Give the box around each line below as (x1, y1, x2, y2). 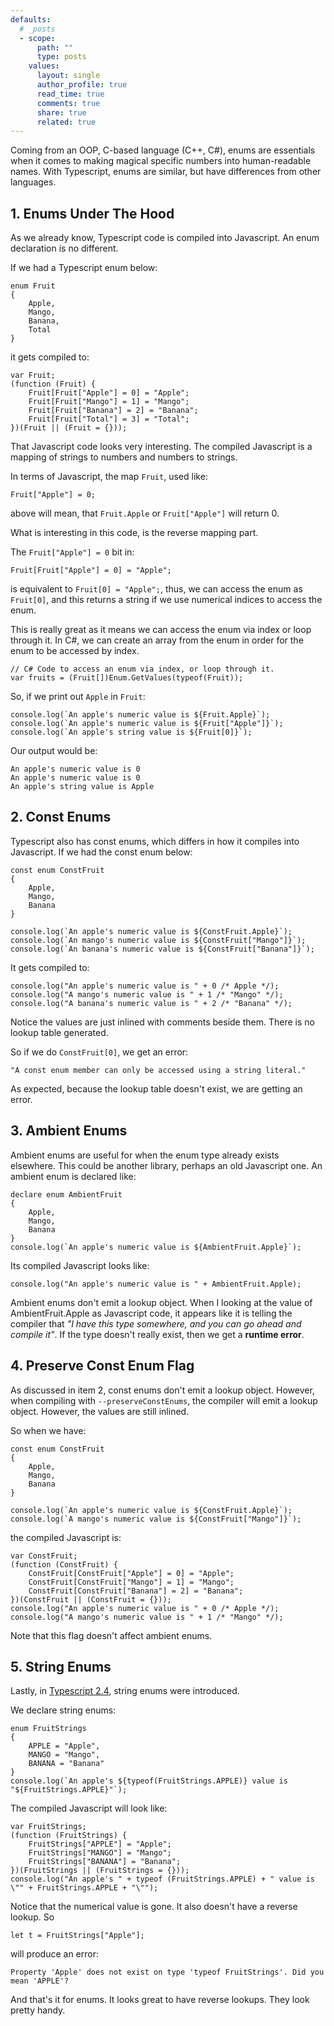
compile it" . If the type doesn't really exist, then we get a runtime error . (10, 1328, 305, 1340)
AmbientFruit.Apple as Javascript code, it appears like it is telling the (10, 1307, 293, 1319)
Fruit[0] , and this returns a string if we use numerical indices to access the (10, 594, 323, 606)
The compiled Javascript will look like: (10, 1802, 168, 1815)
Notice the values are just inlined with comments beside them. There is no (10, 1016, 315, 1028)
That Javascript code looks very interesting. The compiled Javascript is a (10, 441, 313, 453)
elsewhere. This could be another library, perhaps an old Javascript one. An (10, 1159, 323, 1171)
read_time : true (36, 89, 105, 99)
